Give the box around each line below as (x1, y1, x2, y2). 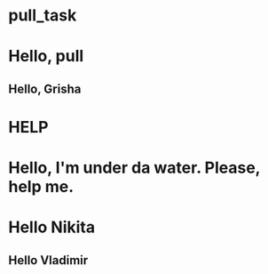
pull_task (8, 5, 77, 26)
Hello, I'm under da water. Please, (8, 157, 261, 178)
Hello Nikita (8, 217, 95, 238)
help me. (8, 177, 75, 197)
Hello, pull (8, 46, 84, 67)
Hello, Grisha (8, 81, 82, 96)
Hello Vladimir (8, 253, 89, 268)
